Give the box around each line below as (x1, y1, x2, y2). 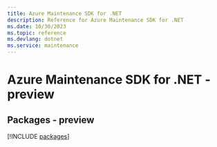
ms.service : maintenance (7, 42, 79, 49)
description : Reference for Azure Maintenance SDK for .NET (7, 17, 185, 23)
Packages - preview (7, 114, 95, 126)
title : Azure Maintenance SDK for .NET (7, 10, 122, 17)
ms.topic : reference (7, 29, 67, 37)
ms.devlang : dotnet (7, 36, 64, 43)
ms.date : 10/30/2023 (7, 23, 67, 30)
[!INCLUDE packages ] (7, 133, 70, 140)
